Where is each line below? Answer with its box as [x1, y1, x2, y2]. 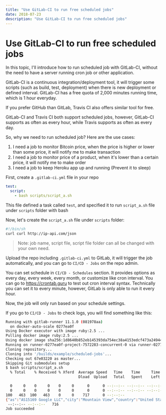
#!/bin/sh [5, 226, 26, 231]
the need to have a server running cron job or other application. [5, 70, 134, 76]
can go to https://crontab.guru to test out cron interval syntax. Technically [5, 280, 156, 286]
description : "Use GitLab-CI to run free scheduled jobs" [5, 16, 127, 21]
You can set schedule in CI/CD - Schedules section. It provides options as [5, 270, 155, 276]
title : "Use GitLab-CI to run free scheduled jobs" [5, 7, 114, 12]
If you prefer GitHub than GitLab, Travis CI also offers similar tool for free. [5, 105, 154, 111]
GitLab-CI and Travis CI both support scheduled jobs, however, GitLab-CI [5, 114, 154, 120]
